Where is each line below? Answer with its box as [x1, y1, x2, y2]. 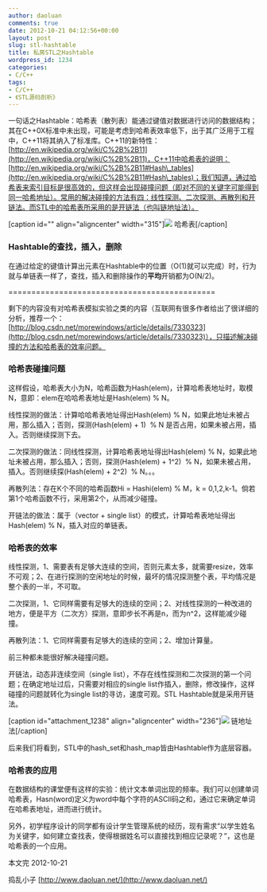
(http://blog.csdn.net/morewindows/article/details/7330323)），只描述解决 [8, 331, 252, 341]
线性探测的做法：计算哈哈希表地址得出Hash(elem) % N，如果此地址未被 [8, 409, 244, 419]
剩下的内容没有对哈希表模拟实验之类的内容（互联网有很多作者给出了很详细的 [8, 303, 259, 313]
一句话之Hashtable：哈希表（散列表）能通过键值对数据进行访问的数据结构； [8, 116, 257, 126]
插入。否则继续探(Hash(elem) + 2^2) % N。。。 [8, 467, 160, 476]
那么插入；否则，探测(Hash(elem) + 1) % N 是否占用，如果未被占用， [21, 420, 250, 429]
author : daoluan [8, 11, 62, 20]
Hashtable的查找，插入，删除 [8, 241, 122, 252]
